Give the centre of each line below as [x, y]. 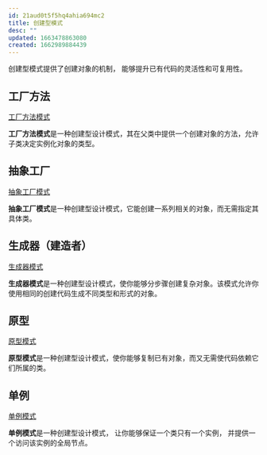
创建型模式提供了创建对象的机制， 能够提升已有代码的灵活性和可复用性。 [128, 69]
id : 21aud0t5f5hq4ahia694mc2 [56, 15]
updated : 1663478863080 [48, 38]
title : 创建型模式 [36, 23]
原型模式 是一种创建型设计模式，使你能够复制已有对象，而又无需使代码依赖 [130, 358]
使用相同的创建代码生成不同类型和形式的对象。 [85, 293]
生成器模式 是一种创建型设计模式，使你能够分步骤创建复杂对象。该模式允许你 [133, 283]
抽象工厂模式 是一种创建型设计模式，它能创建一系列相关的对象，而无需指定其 [133, 208]
